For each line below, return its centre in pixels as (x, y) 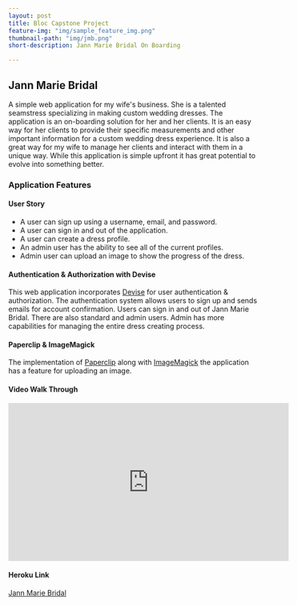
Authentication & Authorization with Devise (82, 274)
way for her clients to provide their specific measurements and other (121, 130)
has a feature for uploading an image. (70, 371)
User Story (27, 204)
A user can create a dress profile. (75, 239)
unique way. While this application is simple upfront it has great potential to (132, 155)
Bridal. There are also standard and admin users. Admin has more (116, 318)
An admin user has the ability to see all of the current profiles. (122, 248)
